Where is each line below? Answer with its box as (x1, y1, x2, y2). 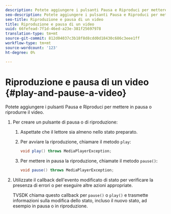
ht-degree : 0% (5, 50, 36, 55)
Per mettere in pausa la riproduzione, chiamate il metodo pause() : (20, 158, 158, 164)
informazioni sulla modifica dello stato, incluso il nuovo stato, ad (12, 198, 147, 204)
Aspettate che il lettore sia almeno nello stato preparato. (20, 129, 138, 135)
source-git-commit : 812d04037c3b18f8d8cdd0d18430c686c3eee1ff (5, 36, 140, 41)
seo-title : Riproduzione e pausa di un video (5, 17, 103, 22)
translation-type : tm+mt (5, 31, 58, 36)
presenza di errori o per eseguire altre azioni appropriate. (12, 182, 133, 189)
